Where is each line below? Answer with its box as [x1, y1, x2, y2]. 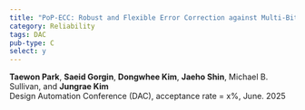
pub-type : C [9, 38, 54, 48]
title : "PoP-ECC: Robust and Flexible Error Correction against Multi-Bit [9, 13, 299, 23]
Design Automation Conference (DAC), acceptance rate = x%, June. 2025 [9, 91, 286, 102]
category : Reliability [9, 22, 95, 31]
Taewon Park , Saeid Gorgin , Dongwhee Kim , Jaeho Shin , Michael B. [9, 71, 269, 82]
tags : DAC [9, 30, 47, 39]
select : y [9, 47, 47, 56]
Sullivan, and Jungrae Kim [9, 81, 109, 92]
